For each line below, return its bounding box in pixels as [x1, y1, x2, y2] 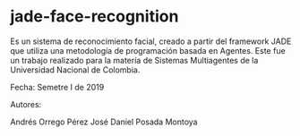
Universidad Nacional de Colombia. [10, 64, 141, 75]
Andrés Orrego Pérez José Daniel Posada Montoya [10, 116, 198, 127]
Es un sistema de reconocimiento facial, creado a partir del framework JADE [10, 36, 292, 47]
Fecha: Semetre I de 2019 [10, 81, 105, 92]
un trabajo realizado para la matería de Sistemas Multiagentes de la [10, 55, 259, 65]
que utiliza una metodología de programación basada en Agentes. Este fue [10, 45, 286, 55]
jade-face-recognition [10, 6, 179, 27]
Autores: [10, 98, 42, 109]
